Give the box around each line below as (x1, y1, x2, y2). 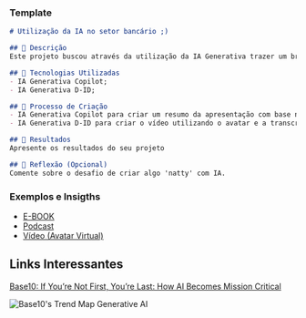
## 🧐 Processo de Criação (9, 102, 107, 111)
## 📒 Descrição (9, 44, 67, 53)
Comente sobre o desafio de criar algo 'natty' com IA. (9, 169, 226, 178)
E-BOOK (22, 210, 55, 221)
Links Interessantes (9, 257, 124, 272)
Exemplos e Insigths (9, 190, 101, 202)
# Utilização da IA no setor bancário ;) (9, 27, 169, 36)
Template (9, 6, 53, 19)
